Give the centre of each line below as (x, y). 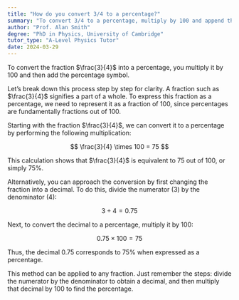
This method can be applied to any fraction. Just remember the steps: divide (119, 274)
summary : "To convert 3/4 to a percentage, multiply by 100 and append (116, 21)
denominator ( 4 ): (32, 197)
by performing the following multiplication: (69, 133)
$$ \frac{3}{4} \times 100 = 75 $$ (119, 146)
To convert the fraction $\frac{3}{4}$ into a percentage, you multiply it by (116, 67)
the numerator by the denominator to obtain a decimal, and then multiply (113, 281)
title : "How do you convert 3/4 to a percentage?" (84, 14)
